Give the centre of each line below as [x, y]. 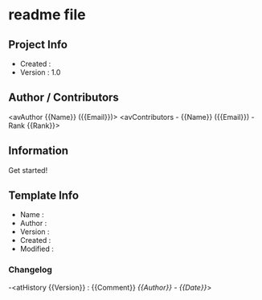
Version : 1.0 [40, 72]
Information [39, 151]
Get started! [28, 170]
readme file [47, 15]
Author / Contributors [63, 98]
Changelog [30, 269]
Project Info [38, 45]
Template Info [43, 196]
